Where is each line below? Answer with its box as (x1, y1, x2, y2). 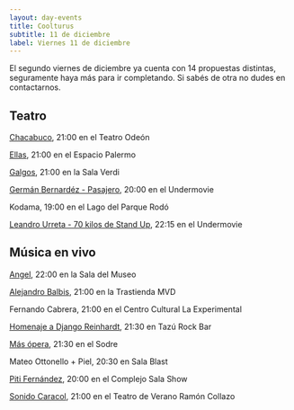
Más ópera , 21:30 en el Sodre (9, 338, 119, 349)
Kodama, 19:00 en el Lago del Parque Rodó (9, 201, 169, 212)
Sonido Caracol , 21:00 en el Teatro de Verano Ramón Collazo (9, 390, 236, 401)
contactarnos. (9, 82, 61, 93)
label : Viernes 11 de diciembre (9, 38, 130, 48)
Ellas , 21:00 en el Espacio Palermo (9, 149, 137, 160)
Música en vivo (9, 245, 96, 261)
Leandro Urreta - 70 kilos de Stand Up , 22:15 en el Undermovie (9, 219, 243, 230)
